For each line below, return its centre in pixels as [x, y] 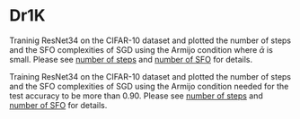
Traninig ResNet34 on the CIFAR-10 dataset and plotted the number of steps [150, 40]
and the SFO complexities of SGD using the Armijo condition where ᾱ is [141, 49]
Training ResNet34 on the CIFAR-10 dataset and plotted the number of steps [150, 76]
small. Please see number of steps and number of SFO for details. [131, 59]
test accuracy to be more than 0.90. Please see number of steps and [136, 96]
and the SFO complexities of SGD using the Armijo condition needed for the [149, 86]
